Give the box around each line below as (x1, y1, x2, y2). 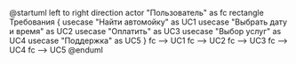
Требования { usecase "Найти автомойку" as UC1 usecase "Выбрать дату (9, 17, 287, 27)
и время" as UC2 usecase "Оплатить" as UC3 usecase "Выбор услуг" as (9, 26, 282, 36)
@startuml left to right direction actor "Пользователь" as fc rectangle (9, 8, 264, 18)
